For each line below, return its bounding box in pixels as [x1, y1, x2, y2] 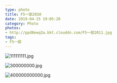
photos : [5, 26, 21, 31]
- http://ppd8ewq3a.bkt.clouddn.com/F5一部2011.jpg [5, 30, 112, 35]
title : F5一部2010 [5, 12, 41, 17]
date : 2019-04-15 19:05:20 [5, 16, 61, 21]
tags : [5, 35, 16, 40]
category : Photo [5, 21, 39, 26]
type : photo [5, 7, 30, 12]
